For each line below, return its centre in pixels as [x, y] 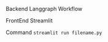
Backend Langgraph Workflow [44, 9]
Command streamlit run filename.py [54, 32]
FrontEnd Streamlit [29, 20]
